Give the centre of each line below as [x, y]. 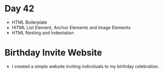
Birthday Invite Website [54, 53]
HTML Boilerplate [29, 22]
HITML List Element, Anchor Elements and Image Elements [71, 27]
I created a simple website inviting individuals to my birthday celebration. [85, 66]
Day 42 [20, 9]
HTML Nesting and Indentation [43, 33]
